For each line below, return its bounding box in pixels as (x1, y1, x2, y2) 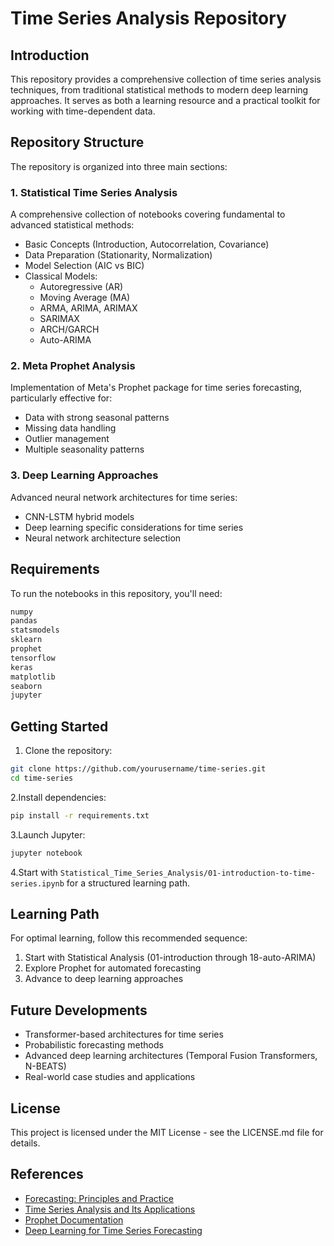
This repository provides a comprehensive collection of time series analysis (10, 73, 322, 85)
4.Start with (10, 866, 58, 878)
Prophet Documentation (24, 1213, 124, 1226)
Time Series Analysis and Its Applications (24, 1203, 196, 1215)
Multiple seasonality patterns (24, 443, 145, 456)
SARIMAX (39, 313, 80, 325)
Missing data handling (24, 422, 117, 434)
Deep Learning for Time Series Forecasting (24, 1224, 203, 1236)
